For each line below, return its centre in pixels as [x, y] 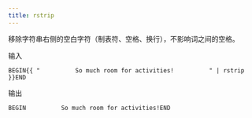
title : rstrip [31, 15]
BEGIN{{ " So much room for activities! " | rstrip [126, 70]
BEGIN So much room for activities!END [89, 108]
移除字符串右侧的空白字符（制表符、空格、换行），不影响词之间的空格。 [124, 39]
